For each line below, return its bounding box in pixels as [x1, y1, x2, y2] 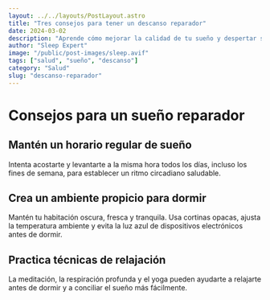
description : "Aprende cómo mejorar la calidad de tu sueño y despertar [8, 34, 257, 43]
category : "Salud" [8, 64, 70, 72]
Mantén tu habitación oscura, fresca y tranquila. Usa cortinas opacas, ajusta [8, 212, 261, 222]
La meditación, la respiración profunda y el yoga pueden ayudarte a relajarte [8, 274, 262, 284]
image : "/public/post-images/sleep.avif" [8, 49, 149, 57]
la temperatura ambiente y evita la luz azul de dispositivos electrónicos [8, 221, 243, 231]
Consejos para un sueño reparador [8, 106, 245, 125]
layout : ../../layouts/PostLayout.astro [8, 11, 146, 20]
